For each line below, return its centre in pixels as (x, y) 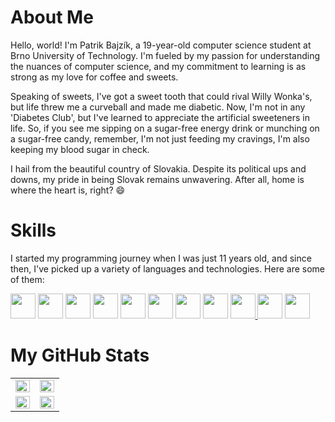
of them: (27, 279)
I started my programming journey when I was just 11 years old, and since (161, 258)
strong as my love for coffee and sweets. (94, 77)
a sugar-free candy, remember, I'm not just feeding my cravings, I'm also (160, 138)
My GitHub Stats (80, 355)
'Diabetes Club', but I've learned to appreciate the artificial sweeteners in (160, 117)
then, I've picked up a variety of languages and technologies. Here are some (168, 268)
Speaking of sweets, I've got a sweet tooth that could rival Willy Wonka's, (161, 96)
